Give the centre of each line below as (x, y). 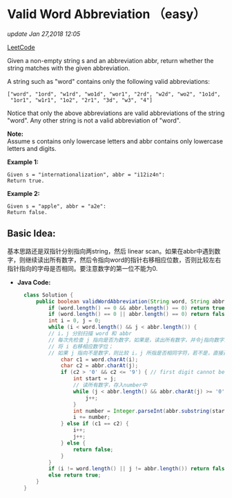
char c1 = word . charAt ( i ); (100, 359)
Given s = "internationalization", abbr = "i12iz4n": (86, 175)
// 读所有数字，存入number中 (110, 385)
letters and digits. (32, 148)
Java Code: (34, 282)
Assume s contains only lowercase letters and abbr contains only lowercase (115, 141)
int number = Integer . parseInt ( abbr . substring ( (143, 411)
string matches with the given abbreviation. (69, 68)
